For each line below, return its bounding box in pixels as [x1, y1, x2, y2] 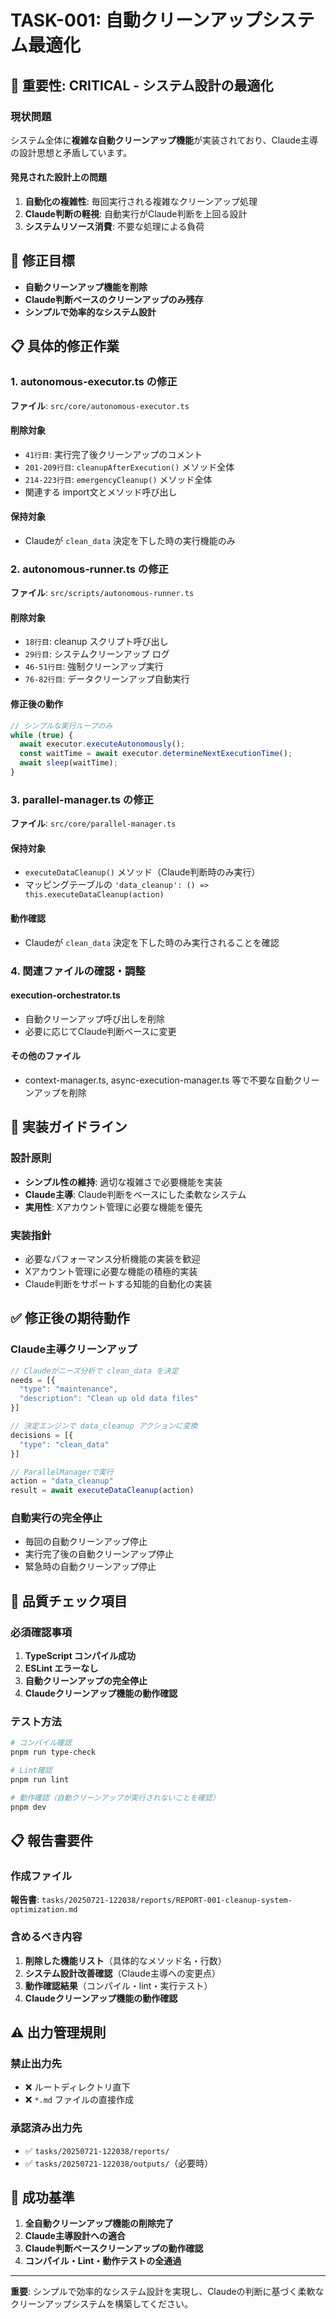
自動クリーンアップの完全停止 [24, 1675, 148, 1687]
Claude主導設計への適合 [24, 2230, 126, 2242]
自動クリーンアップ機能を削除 [24, 281, 148, 293]
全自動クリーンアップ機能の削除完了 [24, 2217, 175, 2230]
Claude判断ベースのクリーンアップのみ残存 [24, 293, 204, 305]
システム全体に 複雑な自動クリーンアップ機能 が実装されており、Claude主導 [10, 134, 318, 146]
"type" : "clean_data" [19, 1439, 110, 1450]
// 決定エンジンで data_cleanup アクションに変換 [10, 1421, 198, 1431]
